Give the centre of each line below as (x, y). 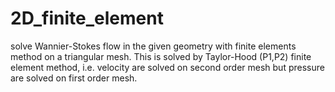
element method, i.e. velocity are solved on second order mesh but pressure (167, 67)
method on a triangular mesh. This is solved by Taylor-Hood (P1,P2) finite (161, 56)
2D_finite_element (87, 18)
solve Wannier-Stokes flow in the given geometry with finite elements (153, 46)
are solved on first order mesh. (74, 78)
